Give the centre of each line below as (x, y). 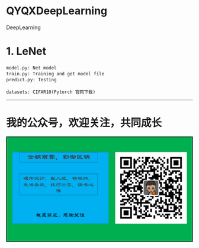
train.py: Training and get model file (55, 74)
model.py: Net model (32, 68)
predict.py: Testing (32, 80)
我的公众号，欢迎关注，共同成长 (84, 123)
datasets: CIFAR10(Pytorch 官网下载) (51, 92)
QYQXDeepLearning (57, 11)
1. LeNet (26, 51)
